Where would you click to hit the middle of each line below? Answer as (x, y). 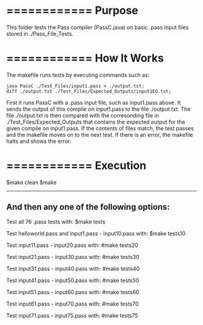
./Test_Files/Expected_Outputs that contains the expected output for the (96, 122)
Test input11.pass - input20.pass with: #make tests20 (72, 245)
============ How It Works (85, 58)
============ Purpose (72, 11)
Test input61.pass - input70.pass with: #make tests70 (72, 304)
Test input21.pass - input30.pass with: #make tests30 (73, 257)
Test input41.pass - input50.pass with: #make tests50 (73, 280)
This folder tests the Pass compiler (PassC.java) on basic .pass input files (98, 27)
